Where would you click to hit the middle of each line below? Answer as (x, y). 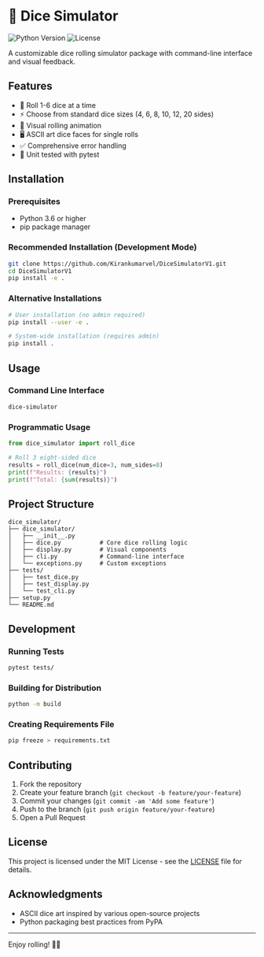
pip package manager (55, 227)
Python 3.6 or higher (53, 219)
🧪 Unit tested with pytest (59, 154)
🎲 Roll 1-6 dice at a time (58, 105)
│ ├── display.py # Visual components (88, 550)
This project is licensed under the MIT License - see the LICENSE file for (125, 861)
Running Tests (36, 651)
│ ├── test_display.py (49, 584)
